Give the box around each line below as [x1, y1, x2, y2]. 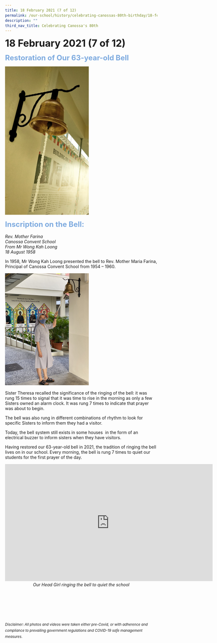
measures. [5, 634, 23, 639]
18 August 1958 [5, 249, 36, 255]
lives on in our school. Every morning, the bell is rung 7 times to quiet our [5, 449, 151, 455]
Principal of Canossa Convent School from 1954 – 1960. [5, 264, 116, 269]
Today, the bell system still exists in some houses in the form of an [5, 429, 139, 435]
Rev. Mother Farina [5, 233, 43, 239]
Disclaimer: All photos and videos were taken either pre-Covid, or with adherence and [5, 622, 148, 627]
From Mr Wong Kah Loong [5, 244, 58, 249]
